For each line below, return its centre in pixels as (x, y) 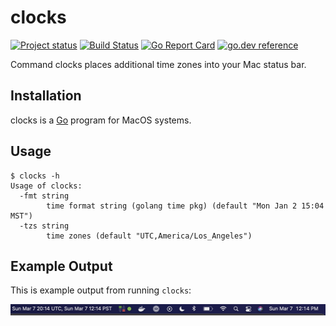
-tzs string (44, 226)
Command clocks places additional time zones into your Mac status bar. (158, 64)
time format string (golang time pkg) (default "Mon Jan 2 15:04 (185, 206)
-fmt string (44, 196)
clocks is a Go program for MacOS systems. (101, 120)
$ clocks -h (35, 176)
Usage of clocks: (46, 186)
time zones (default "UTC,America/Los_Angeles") (149, 236)
